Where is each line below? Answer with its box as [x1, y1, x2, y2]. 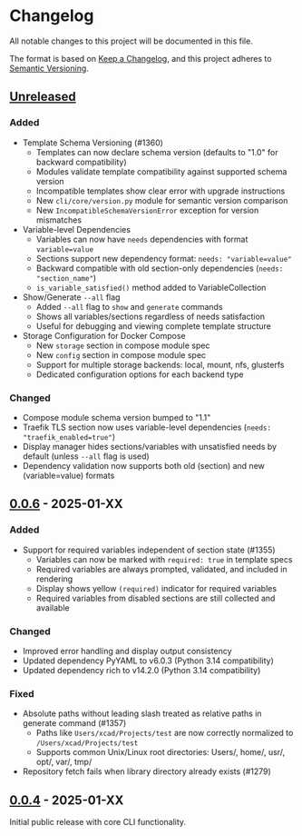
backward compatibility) [35, 156, 127, 167]
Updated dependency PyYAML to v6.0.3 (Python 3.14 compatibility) [22, 655, 275, 666]
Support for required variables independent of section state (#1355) [22, 544, 276, 555]
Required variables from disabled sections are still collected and [35, 592, 276, 603]
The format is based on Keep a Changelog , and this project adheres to [9, 53, 272, 64]
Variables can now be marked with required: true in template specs [35, 553, 293, 564]
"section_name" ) [35, 272, 97, 283]
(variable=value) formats [22, 470, 115, 481]
